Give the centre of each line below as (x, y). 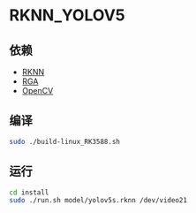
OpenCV (38, 91)
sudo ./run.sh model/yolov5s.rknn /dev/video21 (98, 201)
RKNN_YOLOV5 (67, 15)
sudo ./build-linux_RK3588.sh (65, 141)
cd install (29, 192)
